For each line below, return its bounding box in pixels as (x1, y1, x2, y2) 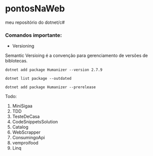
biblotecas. (5, 58, 28, 64)
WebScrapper (12, 129, 41, 135)
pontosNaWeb (5, 3, 65, 14)
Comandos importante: (5, 32, 62, 39)
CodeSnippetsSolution (12, 119, 58, 125)
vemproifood (12, 140, 38, 146)
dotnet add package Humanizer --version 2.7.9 (5, 67, 103, 72)
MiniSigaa (12, 103, 33, 109)
